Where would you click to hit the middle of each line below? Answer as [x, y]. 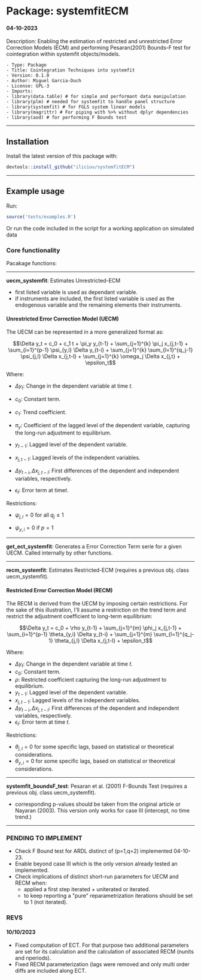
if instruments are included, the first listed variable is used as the [95, 299]
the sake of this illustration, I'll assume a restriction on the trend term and [96, 610]
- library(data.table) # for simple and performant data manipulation [96, 97]
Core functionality [33, 250]
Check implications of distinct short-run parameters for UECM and [97, 877]
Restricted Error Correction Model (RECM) [60, 590]
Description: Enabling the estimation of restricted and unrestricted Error [94, 41]
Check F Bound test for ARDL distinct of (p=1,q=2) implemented [93, 851]
